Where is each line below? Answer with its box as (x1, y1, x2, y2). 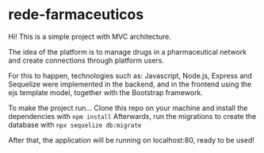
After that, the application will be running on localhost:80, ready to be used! (8, 135, 255, 144)
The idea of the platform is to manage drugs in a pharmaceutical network (8, 47, 247, 56)
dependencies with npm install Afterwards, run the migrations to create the (8, 111, 257, 120)
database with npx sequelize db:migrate (8, 120, 142, 129)
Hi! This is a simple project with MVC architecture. (8, 32, 172, 41)
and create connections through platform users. (8, 55, 165, 65)
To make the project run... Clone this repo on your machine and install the (8, 103, 248, 113)
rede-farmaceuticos (8, 6, 144, 24)
